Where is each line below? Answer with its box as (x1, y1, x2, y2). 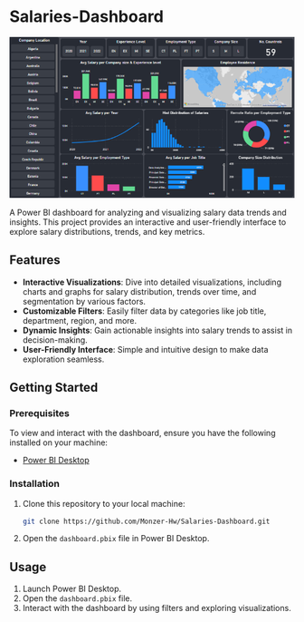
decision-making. (22, 334, 88, 345)
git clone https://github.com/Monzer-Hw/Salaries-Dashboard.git (22, 517, 271, 526)
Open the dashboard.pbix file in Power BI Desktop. (22, 533, 210, 544)
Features (9, 252, 61, 268)
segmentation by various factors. (22, 296, 147, 306)
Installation (9, 478, 61, 491)
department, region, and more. (22, 315, 138, 326)
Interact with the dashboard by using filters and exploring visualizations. (22, 603, 291, 614)
